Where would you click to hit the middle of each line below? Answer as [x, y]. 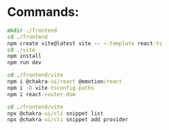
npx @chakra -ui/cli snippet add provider [68, 120]
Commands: [43, 12]
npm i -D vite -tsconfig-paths [51, 88]
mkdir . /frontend [32, 30]
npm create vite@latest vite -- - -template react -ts [85, 43]
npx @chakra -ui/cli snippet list [55, 113]
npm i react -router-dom [42, 94]
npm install [24, 56]
